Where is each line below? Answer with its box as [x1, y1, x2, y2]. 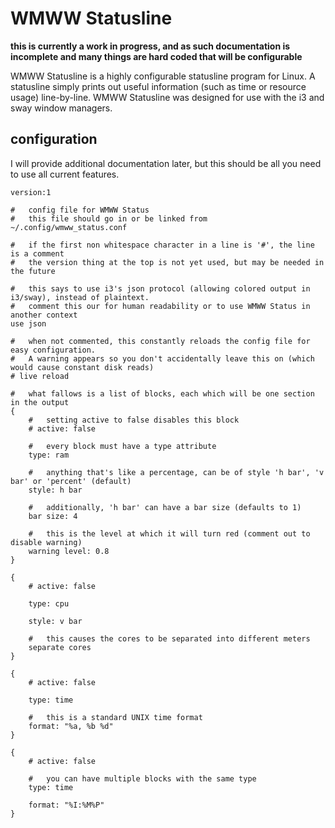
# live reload [10, 371, 70, 381]
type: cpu [28, 598, 70, 609]
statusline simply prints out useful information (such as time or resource [10, 80, 307, 92]
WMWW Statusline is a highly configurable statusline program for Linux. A [10, 70, 316, 82]
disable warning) [10, 537, 83, 547]
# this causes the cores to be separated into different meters [28, 633, 311, 644]
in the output [10, 397, 70, 407]
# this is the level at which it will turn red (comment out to [28, 528, 311, 539]
